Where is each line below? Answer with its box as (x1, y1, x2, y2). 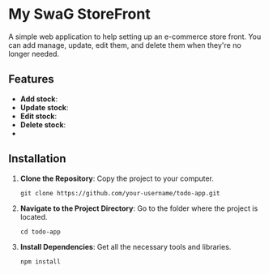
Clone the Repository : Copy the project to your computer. (19, 173, 215, 183)
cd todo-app (19, 228, 61, 236)
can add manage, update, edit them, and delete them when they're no (8, 40, 241, 49)
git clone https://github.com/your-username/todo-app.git (19, 189, 220, 197)
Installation (8, 152, 66, 166)
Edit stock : (19, 111, 58, 121)
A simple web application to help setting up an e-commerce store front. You (8, 32, 262, 41)
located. (19, 212, 48, 221)
